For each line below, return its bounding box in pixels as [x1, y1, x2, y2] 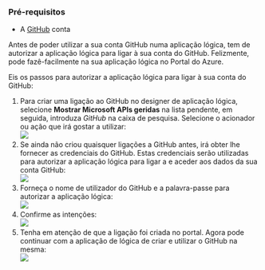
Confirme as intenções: [19, 210, 97, 220]
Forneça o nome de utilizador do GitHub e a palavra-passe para [19, 183, 230, 193]
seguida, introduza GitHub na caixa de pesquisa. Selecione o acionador [19, 113, 255, 123]
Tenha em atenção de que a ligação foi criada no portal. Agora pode [19, 228, 245, 237]
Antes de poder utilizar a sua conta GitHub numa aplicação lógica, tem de [8, 40, 251, 50]
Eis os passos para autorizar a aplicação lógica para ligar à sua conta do [8, 73, 247, 82]
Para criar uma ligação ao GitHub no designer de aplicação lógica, [19, 97, 238, 106]
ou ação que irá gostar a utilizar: [19, 122, 126, 132]
